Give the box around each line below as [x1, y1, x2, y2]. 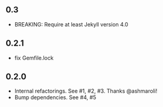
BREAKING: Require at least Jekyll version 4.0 [14, 20, 129, 28]
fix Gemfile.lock [14, 54, 54, 61]
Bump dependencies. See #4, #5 [14, 94, 97, 101]
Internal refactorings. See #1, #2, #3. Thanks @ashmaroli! [14, 87, 158, 95]
